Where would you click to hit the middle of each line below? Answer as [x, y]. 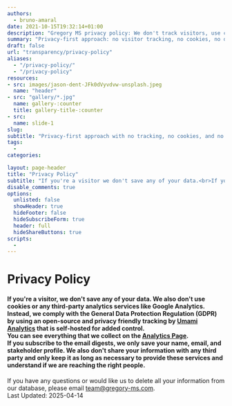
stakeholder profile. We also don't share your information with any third [112, 351]
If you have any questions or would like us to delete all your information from [116, 380]
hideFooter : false [40, 213]
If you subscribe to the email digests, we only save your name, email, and [114, 343]
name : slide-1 [33, 123]
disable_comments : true [41, 187]
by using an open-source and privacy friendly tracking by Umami [103, 321]
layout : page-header [37, 168]
